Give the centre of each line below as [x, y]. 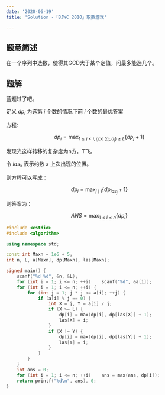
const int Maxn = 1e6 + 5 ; [39, 255]
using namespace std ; [33, 244]
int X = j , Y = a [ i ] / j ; [80, 304]
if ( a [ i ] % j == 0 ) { [64, 298]
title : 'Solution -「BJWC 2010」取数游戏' [56, 17]
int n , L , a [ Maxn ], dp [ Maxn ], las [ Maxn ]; [58, 260]
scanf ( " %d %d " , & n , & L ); [47, 276]
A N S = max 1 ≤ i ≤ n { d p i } [99, 216]
